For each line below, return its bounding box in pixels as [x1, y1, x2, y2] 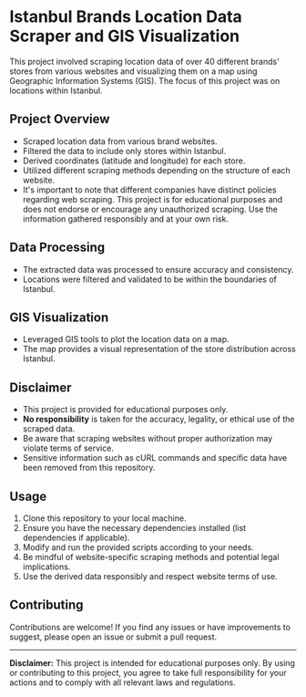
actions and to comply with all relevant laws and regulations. [9, 677, 236, 688]
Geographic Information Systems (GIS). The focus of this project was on [9, 75, 280, 86]
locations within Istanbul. [9, 85, 103, 96]
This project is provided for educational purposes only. [22, 404, 229, 415]
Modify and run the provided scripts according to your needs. [22, 542, 254, 553]
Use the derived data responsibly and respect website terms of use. [22, 571, 278, 581]
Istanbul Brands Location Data [9, 6, 243, 27]
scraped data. [22, 423, 76, 434]
